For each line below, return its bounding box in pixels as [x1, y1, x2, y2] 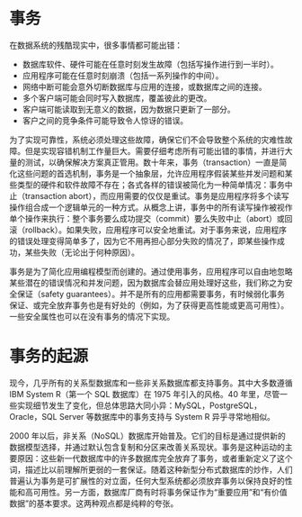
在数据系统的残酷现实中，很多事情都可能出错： [9, 40, 182, 50]
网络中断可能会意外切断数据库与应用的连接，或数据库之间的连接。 [22, 81, 267, 92]
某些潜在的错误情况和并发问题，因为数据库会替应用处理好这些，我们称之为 [9, 277, 285, 288]
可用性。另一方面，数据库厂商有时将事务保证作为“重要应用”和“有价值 [32, 486, 288, 497]
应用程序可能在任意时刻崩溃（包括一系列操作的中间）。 [22, 69, 224, 81]
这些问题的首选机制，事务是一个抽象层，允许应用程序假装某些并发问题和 [16, 168, 285, 178]
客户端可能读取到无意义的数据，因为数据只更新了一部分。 [22, 104, 235, 114]
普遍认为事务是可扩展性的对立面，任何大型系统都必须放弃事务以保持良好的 [9, 475, 285, 486]
